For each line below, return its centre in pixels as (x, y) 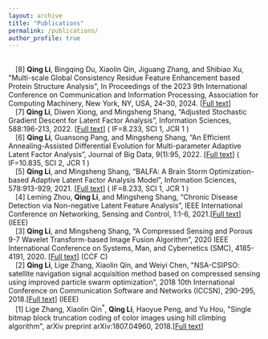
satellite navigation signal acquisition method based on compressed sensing (134, 274)
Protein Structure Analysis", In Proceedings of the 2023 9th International (128, 87)
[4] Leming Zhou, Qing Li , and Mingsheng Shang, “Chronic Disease (127, 197)
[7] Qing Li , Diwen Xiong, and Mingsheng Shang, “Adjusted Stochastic (131, 112)
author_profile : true (45, 38)
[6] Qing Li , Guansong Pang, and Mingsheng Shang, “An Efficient (123, 138)
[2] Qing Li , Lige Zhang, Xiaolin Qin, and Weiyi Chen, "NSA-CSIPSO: (128, 265)
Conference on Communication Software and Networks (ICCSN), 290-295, (132, 291)
